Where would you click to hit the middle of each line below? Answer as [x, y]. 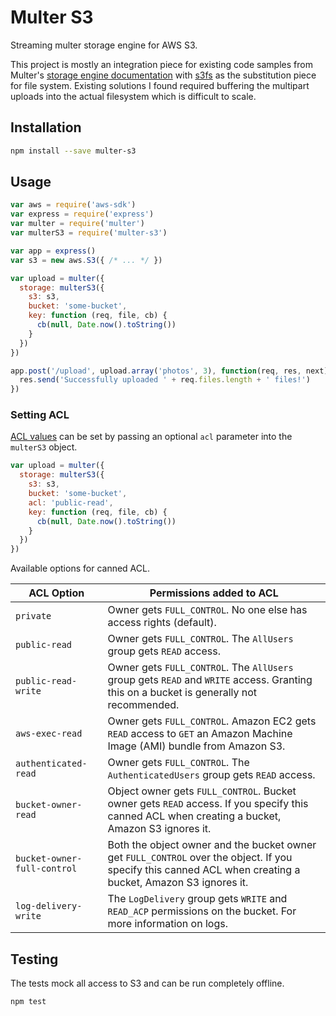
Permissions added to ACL [214, 593]
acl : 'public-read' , [71, 502]
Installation [46, 127]
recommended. [143, 705]
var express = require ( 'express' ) [82, 214]
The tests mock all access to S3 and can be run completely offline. [147, 983]
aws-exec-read [49, 734]
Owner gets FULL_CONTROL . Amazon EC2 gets [212, 721]
